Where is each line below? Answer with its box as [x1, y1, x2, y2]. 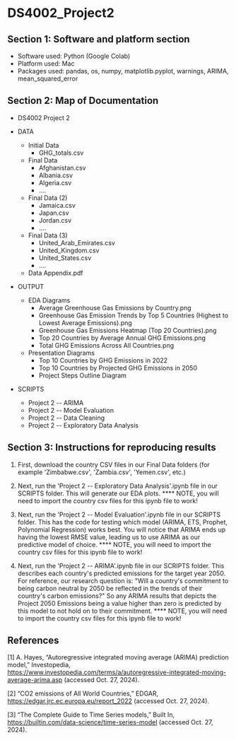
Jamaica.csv [38, 201, 76, 209]
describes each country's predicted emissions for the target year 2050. [17, 569, 226, 577]
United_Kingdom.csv [38, 246, 100, 254]
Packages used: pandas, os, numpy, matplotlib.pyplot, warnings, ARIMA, [17, 67, 229, 75]
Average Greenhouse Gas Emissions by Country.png [38, 303, 192, 312]
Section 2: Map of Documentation [7, 95, 159, 107]
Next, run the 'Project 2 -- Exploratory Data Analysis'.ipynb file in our [17, 481, 218, 490]
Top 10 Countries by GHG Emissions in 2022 [38, 356, 168, 365]
